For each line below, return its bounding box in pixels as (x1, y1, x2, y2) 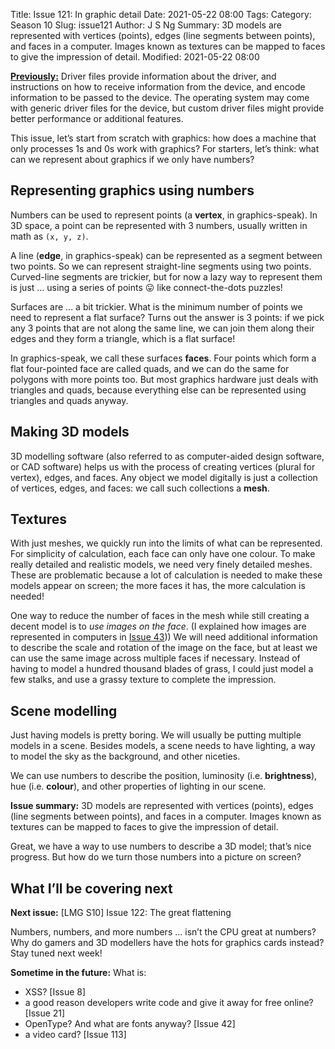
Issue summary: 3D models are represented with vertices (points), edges (10, 800, 314, 812)
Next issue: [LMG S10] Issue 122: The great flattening (10, 907, 232, 919)
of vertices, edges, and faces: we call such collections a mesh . (10, 482, 270, 494)
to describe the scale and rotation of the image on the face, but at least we (10, 642, 318, 654)
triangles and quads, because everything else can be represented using (10, 384, 307, 396)
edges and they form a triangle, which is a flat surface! (10, 332, 236, 344)
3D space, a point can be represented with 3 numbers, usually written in (10, 219, 308, 231)
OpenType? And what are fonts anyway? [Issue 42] (24, 1018, 236, 1030)
